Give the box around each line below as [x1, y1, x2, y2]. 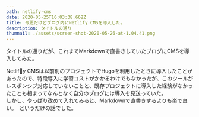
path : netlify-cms [6, 8, 52, 15]
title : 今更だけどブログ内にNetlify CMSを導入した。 [6, 19, 125, 25]
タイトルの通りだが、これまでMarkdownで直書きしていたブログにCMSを [6, 48, 184, 55]
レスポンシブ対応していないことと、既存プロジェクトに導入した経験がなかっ [6, 82, 194, 89]
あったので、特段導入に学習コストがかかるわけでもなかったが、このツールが [6, 75, 194, 82]
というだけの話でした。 [18, 105, 77, 112]
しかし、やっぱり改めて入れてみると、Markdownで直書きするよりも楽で [6, 97, 183, 104]
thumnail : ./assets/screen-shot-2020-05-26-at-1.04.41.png [6, 31, 156, 37]
